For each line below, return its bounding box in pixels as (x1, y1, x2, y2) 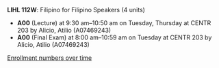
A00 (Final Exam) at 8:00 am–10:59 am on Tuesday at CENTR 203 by (16, 33, 212, 41)
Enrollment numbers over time (7, 54, 92, 62)
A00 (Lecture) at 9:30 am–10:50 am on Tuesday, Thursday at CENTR (16, 19, 211, 27)
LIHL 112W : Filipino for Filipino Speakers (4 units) (7, 6, 146, 14)
